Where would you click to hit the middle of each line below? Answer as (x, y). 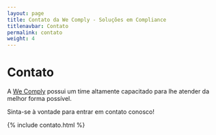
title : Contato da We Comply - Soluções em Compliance (87, 20)
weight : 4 (21, 39)
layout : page (26, 13)
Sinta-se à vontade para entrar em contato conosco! (81, 112)
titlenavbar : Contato (38, 26)
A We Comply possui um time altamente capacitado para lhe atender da (108, 91)
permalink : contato (35, 32)
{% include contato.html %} (46, 125)
